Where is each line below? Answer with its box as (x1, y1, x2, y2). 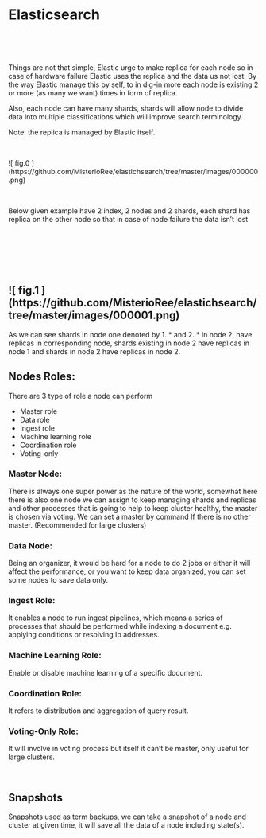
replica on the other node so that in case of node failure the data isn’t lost (8, 214, 249, 224)
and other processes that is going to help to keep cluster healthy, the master (8, 503, 258, 513)
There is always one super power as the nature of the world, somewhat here (8, 486, 258, 496)
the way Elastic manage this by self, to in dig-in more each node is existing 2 (8, 80, 259, 89)
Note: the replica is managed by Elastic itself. (8, 127, 156, 137)
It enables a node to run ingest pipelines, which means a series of (8, 613, 224, 622)
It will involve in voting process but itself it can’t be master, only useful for (8, 744, 249, 754)
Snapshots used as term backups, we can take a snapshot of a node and (8, 812, 247, 821)
